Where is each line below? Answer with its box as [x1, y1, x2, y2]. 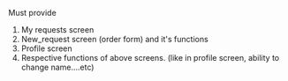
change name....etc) [20, 62, 95, 72]
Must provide [8, 8, 57, 18]
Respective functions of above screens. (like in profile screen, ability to [20, 53, 280, 63]
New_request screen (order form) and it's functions [20, 34, 208, 44]
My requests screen [20, 25, 95, 34]
